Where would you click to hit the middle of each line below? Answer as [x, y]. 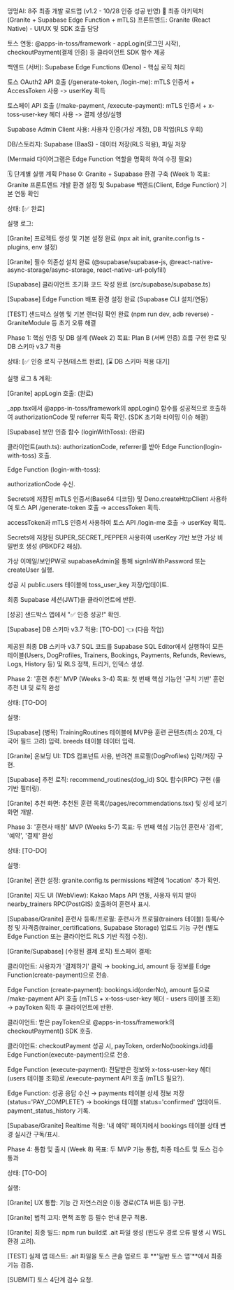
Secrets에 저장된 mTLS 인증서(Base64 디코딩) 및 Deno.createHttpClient [108, 499]
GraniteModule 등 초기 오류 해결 [52, 323]
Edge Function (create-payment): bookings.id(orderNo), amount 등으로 [109, 990]
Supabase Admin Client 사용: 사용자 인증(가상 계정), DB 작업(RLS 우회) [105, 129]
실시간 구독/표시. [37, 1134]
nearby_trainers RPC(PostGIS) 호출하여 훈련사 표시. [79, 904]
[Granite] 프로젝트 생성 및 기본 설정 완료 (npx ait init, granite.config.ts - [106, 238]
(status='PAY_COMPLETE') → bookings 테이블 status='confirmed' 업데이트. [114, 1102]
